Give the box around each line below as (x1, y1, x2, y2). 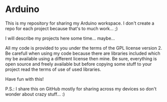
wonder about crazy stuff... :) (5, 91, 65, 97)
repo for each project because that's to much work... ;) (5, 25, 118, 31)
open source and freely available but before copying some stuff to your (5, 61, 152, 67)
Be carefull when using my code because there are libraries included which (5, 50, 160, 56)
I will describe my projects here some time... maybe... (5, 35, 115, 41)
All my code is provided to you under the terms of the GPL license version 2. (5, 45, 162, 51)
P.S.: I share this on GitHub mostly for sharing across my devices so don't (5, 85, 156, 91)
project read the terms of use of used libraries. (5, 66, 101, 72)
